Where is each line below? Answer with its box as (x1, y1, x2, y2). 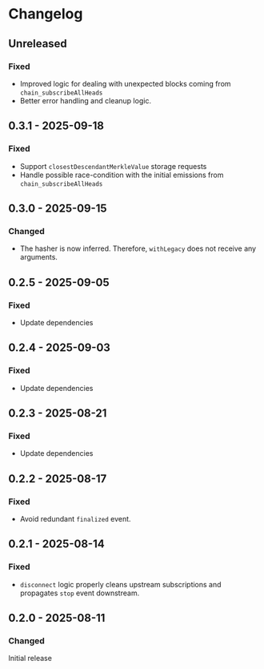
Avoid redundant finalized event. (19, 514, 131, 523)
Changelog (8, 5, 83, 23)
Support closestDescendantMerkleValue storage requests (19, 161, 207, 171)
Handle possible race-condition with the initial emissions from (19, 170, 224, 179)
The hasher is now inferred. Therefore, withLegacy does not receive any (19, 244, 257, 253)
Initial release (8, 654, 52, 663)
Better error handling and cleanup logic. (19, 95, 152, 105)
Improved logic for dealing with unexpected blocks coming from (19, 79, 231, 88)
